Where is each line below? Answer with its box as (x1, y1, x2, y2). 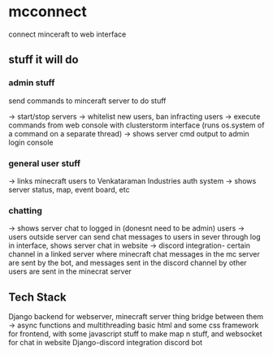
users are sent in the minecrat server (8, 266, 132, 276)
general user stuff (8, 158, 81, 169)
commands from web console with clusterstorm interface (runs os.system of (8, 120, 265, 130)
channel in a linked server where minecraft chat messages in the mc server (8, 249, 260, 259)
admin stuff (8, 77, 55, 89)
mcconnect (8, 2, 87, 21)
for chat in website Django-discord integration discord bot (8, 338, 203, 348)
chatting (8, 205, 43, 216)
